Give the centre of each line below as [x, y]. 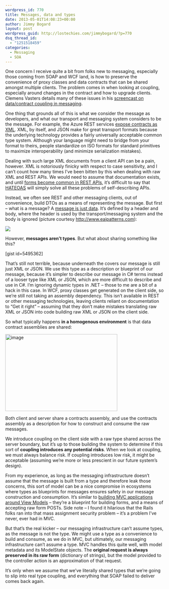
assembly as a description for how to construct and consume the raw [77, 424]
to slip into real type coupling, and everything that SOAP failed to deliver [80, 576]
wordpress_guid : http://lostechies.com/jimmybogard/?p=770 [69, 33]
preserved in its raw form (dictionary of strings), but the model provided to [83, 556]
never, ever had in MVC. [30, 519]
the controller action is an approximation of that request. [64, 561]
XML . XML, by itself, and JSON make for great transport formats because [81, 130]
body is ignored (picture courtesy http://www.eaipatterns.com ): [71, 219]
